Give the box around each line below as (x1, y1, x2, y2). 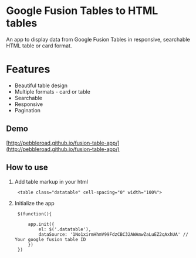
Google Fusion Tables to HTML (6, 4, 158, 18)
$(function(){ (17, 211, 52, 217)
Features (6, 63, 50, 76)
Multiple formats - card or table (14, 88, 91, 95)
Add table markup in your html (14, 178, 88, 185)
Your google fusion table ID (14, 236, 86, 242)
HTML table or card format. (6, 42, 72, 49)
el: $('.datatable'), (38, 226, 92, 232)
